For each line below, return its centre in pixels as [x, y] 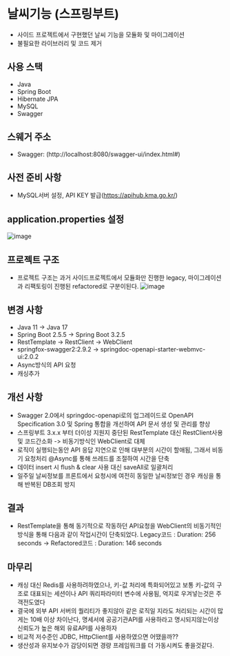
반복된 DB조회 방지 [50, 484]
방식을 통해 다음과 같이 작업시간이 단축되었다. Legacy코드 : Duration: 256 [116, 534]
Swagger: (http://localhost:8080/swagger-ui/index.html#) [98, 154]
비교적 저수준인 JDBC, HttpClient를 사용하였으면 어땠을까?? [98, 637]
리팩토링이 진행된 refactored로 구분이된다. [82, 286]
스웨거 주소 [29, 137]
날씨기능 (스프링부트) [63, 14]
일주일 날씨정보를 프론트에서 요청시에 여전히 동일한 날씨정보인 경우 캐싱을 [116, 475]
